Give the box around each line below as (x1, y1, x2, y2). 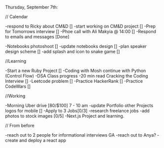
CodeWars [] (5, 83, 31, 89)
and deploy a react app (19, 138, 66, 143)
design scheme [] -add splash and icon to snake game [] (5, 49, 120, 54)
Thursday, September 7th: (5, 4, 58, 10)
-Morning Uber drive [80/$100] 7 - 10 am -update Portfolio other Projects (5, 103, 154, 108)
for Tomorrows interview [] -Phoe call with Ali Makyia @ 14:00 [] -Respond (5, 29, 157, 34)
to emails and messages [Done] (5, 34, 70, 39)
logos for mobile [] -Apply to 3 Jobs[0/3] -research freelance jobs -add (5, 108, 150, 113)
